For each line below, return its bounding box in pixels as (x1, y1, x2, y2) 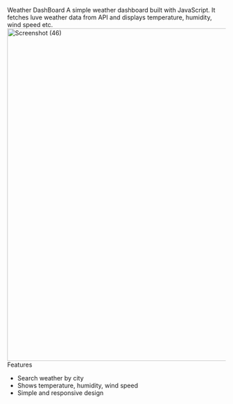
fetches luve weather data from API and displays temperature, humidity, (7, 13, 212, 21)
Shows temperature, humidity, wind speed (17, 381, 139, 389)
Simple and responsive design (17, 389, 104, 397)
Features (7, 360, 33, 369)
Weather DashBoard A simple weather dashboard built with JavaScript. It (7, 6, 216, 14)
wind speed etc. (7, 21, 53, 28)
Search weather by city (17, 374, 84, 382)
